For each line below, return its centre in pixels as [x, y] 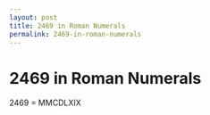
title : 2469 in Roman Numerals [67, 26]
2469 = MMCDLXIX [46, 103]
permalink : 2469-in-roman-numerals [76, 34]
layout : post [34, 17]
